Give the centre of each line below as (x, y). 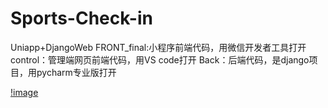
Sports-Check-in (81, 18)
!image (24, 92)
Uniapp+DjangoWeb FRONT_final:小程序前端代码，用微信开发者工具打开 (158, 47)
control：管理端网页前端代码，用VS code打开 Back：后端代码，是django (160, 59)
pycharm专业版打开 (76, 72)
